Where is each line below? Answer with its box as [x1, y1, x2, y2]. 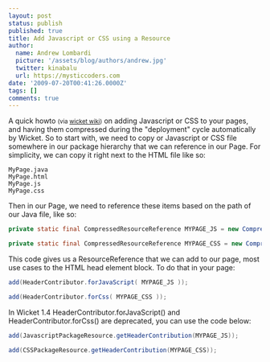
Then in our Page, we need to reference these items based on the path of [8, 201, 252, 211]
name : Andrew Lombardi [15, 49, 92, 57]
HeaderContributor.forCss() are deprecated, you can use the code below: [8, 315, 252, 326]
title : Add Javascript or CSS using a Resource [8, 34, 171, 43]
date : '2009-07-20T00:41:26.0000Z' [8, 79, 128, 87]
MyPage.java [8, 166, 48, 174]
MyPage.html [8, 173, 48, 181]
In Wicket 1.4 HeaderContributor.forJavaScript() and [8, 307, 181, 317]
